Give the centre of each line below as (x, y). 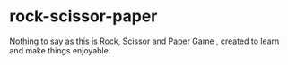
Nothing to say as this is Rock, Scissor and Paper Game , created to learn (144, 41)
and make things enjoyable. (60, 50)
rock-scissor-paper (83, 16)
